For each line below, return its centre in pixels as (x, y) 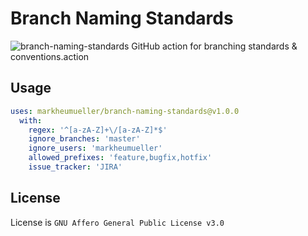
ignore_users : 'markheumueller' (95, 148)
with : (31, 120)
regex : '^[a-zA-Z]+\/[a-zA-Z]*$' (98, 130)
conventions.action (50, 56)
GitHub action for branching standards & (214, 46)
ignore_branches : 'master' (84, 139)
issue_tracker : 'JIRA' (75, 167)
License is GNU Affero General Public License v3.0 (117, 222)
